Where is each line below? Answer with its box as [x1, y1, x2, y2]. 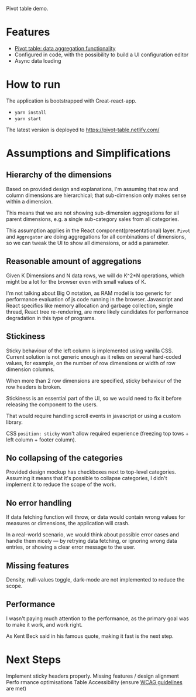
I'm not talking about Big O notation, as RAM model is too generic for [6, 290, 171, 297]
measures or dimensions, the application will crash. [6, 520, 130, 527]
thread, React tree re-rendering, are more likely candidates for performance [6, 308, 189, 315]
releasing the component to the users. [6, 401, 98, 408]
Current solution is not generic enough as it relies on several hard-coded [6, 353, 181, 360]
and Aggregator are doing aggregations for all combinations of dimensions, [6, 233, 186, 240]
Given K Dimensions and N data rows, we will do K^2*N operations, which [6, 272, 185, 279]
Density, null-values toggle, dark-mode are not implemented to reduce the [6, 576, 185, 583]
